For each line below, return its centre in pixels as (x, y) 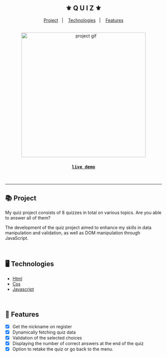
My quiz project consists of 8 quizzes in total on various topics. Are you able (83, 212)
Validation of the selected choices (47, 338)
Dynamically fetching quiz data (44, 332)
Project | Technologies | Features (83, 20)
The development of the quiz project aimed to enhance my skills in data (78, 227)
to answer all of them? (28, 218)
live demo (83, 167)
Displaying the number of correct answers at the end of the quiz (78, 343)
